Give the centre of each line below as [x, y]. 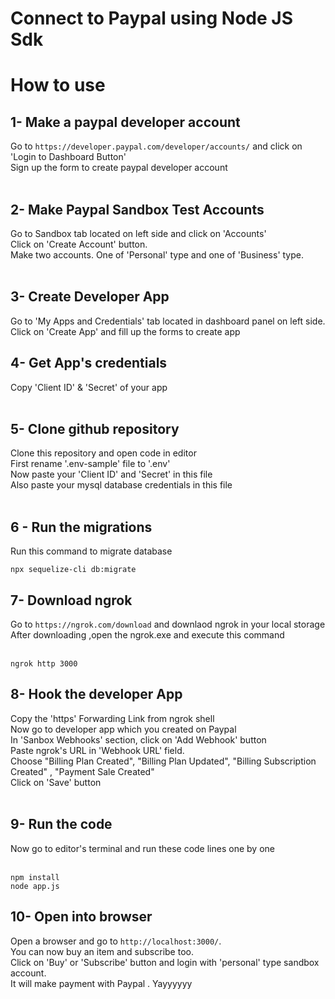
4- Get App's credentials [89, 363]
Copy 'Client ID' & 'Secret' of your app [89, 387]
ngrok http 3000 [44, 664]
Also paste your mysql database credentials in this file [121, 485]
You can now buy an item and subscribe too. [102, 951]
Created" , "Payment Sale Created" [82, 771]
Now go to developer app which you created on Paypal [123, 729]
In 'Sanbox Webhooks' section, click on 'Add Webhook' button [138, 739]
